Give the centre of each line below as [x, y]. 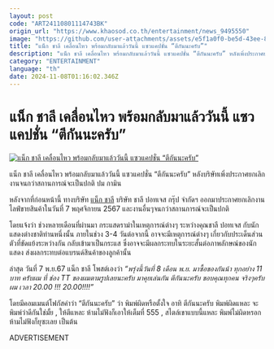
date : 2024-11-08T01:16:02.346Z [64, 76]
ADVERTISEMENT [39, 338]
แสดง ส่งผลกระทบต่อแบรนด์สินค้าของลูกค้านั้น [70, 252]
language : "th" [35, 69]
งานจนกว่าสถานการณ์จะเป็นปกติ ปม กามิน [65, 183]
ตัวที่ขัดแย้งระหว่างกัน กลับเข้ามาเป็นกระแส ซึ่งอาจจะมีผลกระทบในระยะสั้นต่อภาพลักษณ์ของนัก [133, 243]
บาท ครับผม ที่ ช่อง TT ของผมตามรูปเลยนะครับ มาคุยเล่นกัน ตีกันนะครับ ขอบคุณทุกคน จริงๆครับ [137, 277]
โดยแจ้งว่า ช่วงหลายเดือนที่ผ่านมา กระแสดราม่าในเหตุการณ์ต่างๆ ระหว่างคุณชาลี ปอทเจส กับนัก [134, 225]
